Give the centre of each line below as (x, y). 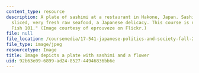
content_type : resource (36, 11)
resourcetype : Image (32, 50)
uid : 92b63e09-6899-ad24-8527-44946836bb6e (61, 61)
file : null (20, 34)
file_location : (25, 39)
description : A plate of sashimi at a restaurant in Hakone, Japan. (92, 17)
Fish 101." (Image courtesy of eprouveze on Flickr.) (79, 28)
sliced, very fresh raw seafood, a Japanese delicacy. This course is (100, 22)
